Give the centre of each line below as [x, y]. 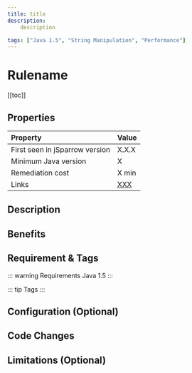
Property [26, 138]
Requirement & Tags [53, 259]
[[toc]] [17, 95]
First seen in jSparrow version [60, 149]
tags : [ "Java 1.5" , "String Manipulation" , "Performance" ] [97, 40]
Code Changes [41, 336]
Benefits [27, 234]
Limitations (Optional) [57, 360]
